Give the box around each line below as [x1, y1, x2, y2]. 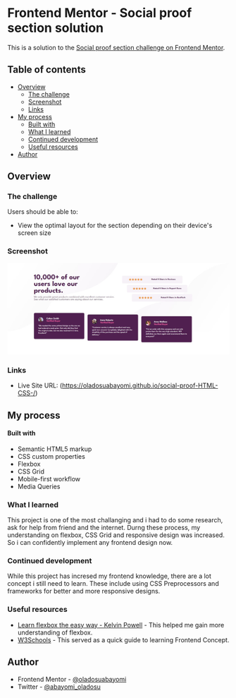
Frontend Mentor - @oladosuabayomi [17, 675, 127, 683]
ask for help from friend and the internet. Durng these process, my [7, 524, 201, 532]
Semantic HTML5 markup [17, 445, 92, 453]
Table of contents [7, 64, 86, 76]
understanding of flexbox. [17, 628, 93, 637]
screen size [17, 229, 51, 237]
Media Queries [17, 482, 61, 491]
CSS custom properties [17, 452, 86, 460]
